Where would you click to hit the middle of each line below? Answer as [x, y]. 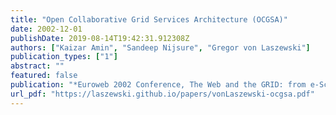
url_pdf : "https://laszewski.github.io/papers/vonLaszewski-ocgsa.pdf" [162, 94]
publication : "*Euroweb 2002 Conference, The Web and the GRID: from [158, 85]
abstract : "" [37, 66]
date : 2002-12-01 [46, 29]
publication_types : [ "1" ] [64, 57]
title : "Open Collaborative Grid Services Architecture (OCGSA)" [149, 19]
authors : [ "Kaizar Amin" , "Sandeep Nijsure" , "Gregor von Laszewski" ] [160, 47]
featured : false [44, 76]
